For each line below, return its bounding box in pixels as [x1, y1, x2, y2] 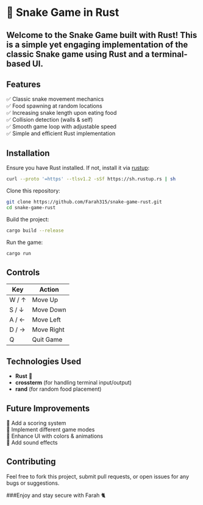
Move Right [32, 325, 65, 334]
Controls [6, 267, 40, 278]
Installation [6, 148, 50, 158]
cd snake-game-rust [6, 204, 56, 210]
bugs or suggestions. [6, 479, 60, 487]
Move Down [32, 306, 66, 314]
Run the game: [6, 238, 43, 246]
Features [6, 79, 41, 89]
